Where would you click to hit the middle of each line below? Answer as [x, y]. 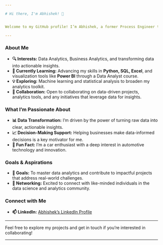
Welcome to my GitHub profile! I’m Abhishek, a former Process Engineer [80, 27]
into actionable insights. [36, 65]
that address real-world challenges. [48, 178]
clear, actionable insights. [38, 127]
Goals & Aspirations [29, 163]
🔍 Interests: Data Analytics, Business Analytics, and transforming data [83, 59]
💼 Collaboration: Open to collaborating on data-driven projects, [75, 92]
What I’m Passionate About [38, 109]
